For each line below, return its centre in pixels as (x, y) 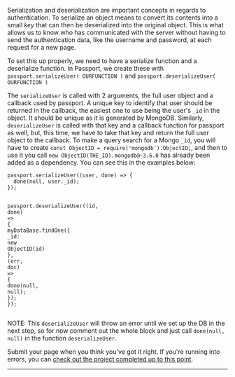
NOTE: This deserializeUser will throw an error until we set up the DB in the (116, 323)
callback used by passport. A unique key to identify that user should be (110, 103)
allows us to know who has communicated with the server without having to (116, 32)
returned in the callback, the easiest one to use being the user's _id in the (114, 110)
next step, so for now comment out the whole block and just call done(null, (116, 331)
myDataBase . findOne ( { (39, 231)
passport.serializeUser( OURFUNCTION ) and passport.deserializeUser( (112, 76)
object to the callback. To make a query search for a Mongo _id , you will (112, 140)
